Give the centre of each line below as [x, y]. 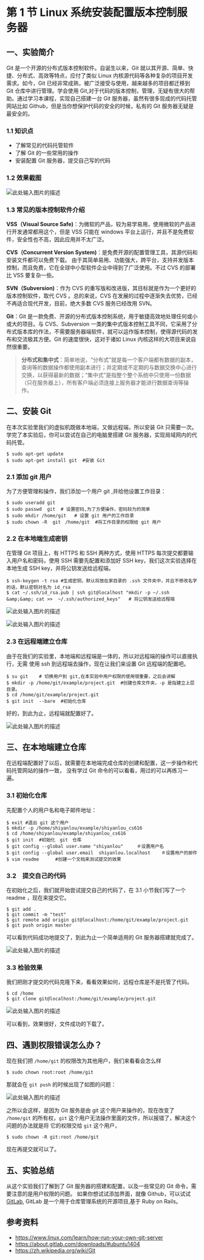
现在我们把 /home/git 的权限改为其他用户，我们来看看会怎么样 [84, 1061]
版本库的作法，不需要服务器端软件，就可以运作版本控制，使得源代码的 [104, 331]
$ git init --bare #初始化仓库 [46, 701]
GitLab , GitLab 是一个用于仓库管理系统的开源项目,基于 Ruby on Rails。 [94, 1201]
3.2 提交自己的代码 [36, 875]
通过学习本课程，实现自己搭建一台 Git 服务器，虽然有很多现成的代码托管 [107, 98]
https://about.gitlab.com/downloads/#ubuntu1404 [78, 1244]
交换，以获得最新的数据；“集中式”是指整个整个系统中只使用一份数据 [106, 375]
